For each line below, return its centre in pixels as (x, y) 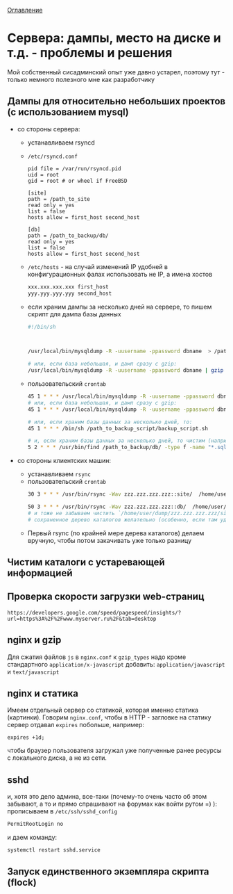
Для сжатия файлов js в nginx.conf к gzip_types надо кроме (97, 657)
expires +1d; (26, 738)
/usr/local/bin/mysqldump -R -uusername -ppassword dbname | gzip (126, 371)
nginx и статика (43, 693)
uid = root (43, 174)
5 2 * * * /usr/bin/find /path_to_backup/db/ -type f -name (116, 448)
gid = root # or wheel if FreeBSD (77, 181)
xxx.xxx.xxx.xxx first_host (68, 287)
